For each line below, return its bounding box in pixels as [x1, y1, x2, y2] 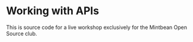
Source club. [6, 30, 37, 37]
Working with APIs [6, 4, 99, 18]
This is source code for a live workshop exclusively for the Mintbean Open [6, 24, 188, 31]
